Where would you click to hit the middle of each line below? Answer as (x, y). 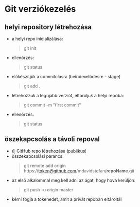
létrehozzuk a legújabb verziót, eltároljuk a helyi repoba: (68, 95)
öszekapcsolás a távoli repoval (52, 139)
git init (30, 48)
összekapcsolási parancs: (37, 156)
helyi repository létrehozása (48, 27)
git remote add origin (45, 166)
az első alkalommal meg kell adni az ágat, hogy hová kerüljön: (73, 180)
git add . (32, 86)
